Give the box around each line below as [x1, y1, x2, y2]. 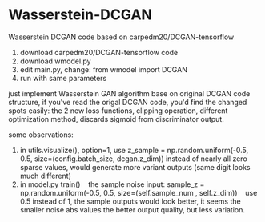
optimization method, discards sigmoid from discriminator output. [8, 114, 224, 123]
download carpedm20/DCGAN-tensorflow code [19, 47, 179, 57]
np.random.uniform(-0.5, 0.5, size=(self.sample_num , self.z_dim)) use [19, 188, 258, 197]
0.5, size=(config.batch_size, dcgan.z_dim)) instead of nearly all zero [19, 154, 248, 163]
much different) [19, 171, 72, 180]
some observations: [8, 130, 74, 139]
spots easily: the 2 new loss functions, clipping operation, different [8, 106, 228, 115]
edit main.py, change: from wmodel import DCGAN [19, 64, 188, 74]
